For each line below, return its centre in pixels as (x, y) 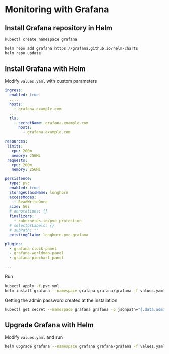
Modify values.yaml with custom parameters (51, 81)
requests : (17, 160)
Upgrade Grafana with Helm (49, 325)
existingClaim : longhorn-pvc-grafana (49, 235)
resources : (16, 141)
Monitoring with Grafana (57, 9)
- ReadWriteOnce (31, 202)
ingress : (14, 90)
